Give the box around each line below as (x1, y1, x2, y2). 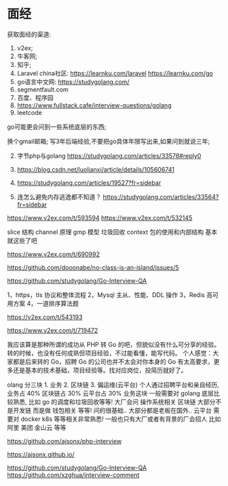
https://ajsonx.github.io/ (7, 450, 75, 459)
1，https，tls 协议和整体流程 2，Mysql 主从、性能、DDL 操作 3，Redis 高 (7, 290, 213, 298)
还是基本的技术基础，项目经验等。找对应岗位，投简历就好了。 (12, 366, 187, 374)
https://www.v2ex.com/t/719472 (7, 326, 98, 334)
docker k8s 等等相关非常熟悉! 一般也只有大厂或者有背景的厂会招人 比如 (20, 415, 221, 423)
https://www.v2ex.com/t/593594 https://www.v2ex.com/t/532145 (7, 214, 193, 222)
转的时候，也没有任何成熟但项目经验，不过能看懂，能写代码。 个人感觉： (7, 348, 213, 357)
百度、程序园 (16, 93, 53, 101)
